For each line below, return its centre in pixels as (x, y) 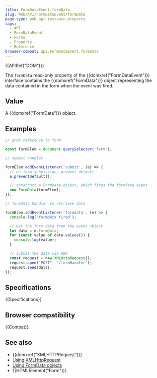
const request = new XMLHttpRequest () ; (51, 258)
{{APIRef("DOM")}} (25, 66)
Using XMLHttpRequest (37, 360)
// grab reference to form (33, 140)
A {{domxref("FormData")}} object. (41, 113)
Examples (21, 129)
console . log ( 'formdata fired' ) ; (43, 217)
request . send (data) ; (31, 267)
